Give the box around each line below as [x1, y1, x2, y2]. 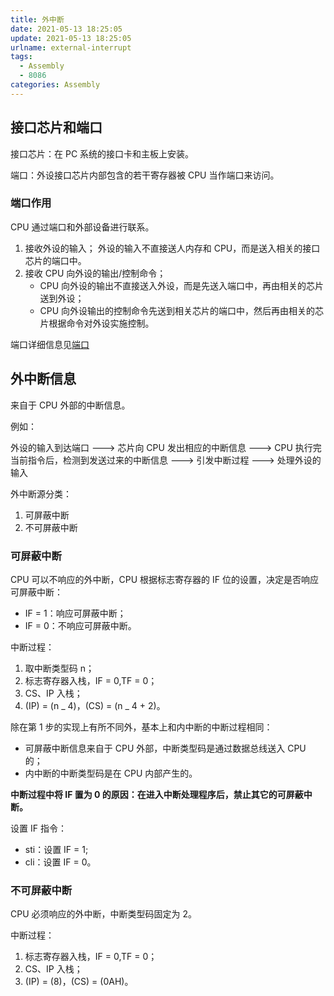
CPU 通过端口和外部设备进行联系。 [10, 221, 155, 233]
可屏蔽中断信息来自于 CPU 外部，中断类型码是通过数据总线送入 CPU [24, 742, 307, 754]
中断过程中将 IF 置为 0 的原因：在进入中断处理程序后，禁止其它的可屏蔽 [10, 788, 304, 800]
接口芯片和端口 [10, 119, 103, 136]
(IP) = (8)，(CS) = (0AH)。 [24, 976, 134, 988]
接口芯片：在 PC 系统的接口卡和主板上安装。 [10, 147, 195, 160]
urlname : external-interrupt [10, 42, 132, 53]
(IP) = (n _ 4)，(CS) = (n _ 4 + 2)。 [24, 699, 166, 711]
